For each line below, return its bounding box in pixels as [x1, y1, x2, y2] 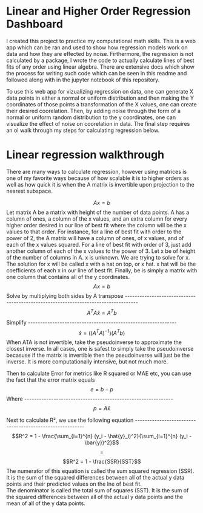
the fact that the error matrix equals [6, 376, 95, 384]
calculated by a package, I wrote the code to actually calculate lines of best [6, 57, 195, 64]
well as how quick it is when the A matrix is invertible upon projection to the [6, 181, 195, 188]
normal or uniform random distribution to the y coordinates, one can [6, 114, 176, 121]
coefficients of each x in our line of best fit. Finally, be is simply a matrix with [6, 266, 198, 274]
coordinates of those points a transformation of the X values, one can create [6, 100, 197, 108]
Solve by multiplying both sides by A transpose [6, 292, 124, 299]
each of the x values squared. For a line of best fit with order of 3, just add [6, 241, 192, 248]
